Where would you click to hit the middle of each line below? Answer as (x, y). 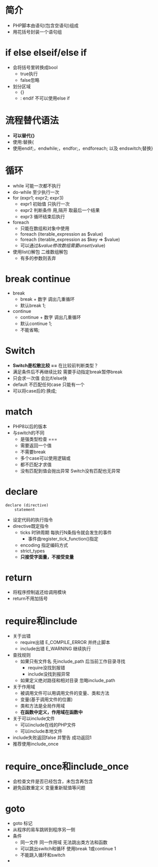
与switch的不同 (28, 433)
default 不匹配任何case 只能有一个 (49, 384)
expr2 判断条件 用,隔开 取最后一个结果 (60, 210)
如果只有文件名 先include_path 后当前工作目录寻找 (73, 661)
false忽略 (30, 80)
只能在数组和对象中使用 (45, 228)
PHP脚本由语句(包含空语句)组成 (45, 25)
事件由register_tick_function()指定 (63, 538)
